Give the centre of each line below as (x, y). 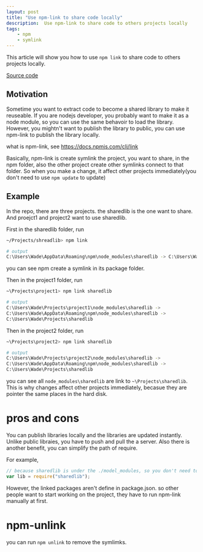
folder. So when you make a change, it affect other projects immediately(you (101, 171)
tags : (13, 29)
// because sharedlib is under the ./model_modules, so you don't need (98, 471)
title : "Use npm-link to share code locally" (64, 18)
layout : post (23, 12)
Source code (22, 75)
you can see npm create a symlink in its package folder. (76, 268)
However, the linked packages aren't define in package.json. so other (93, 488)
